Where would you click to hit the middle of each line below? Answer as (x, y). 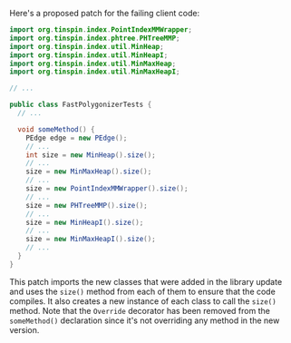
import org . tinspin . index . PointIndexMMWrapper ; (101, 30)
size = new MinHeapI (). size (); (85, 222)
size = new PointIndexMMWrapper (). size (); (107, 189)
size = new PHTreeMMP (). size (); (87, 205)
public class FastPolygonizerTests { (81, 105)
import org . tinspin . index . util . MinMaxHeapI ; (95, 72)
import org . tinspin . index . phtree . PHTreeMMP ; (95, 38)
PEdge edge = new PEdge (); (77, 138)
